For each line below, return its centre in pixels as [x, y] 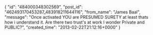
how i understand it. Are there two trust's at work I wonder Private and [75, 22]
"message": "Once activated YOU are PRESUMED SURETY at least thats [76, 17]
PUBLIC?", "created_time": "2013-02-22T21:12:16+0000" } [62, 27]
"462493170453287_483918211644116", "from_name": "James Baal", [73, 12]
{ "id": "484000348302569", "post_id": [44, 7]
